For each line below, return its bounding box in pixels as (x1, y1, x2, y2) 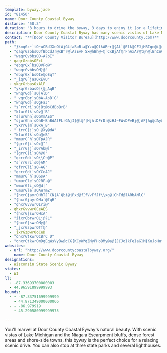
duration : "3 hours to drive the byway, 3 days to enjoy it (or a (5, 26, 146, 31)
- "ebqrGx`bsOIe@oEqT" (9, 72, 57, 77)
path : (5, 40, 16, 45)
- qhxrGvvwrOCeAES (9, 206, 48, 212)
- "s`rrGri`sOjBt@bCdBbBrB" (9, 105, 68, 110)
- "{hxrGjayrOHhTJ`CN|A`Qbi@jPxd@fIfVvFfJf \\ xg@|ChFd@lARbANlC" (9, 192, 146, 197)
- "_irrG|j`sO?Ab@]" (9, 146, 52, 151)
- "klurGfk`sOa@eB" (9, 132, 50, 137)
